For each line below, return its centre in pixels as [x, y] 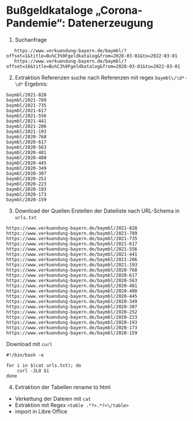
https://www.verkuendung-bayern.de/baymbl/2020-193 [72, 322]
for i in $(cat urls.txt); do [44, 365]
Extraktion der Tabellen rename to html [62, 387]
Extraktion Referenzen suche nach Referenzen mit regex [84, 77]
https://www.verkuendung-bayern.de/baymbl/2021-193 [72, 265]
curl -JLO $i [33, 371]
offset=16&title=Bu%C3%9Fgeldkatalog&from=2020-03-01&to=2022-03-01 [93, 66]
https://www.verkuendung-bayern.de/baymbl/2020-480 [72, 291]
